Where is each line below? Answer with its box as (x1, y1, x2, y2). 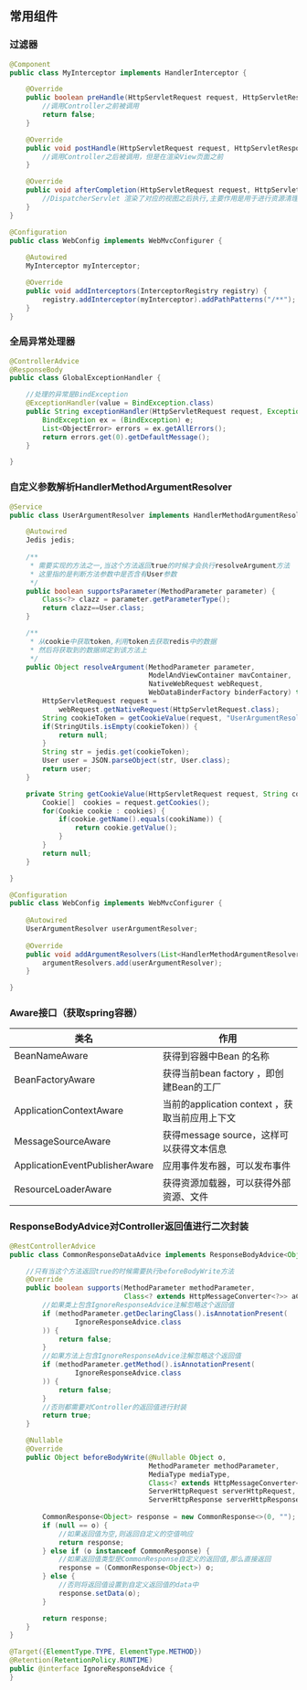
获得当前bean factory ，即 (163, 1067, 276, 1080)
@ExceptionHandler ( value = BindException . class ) (26, 398, 215, 408)
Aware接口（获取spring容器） (9, 1007, 143, 1019)
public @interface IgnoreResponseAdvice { (9, 1664, 174, 1674)
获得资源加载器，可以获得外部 (163, 1177, 291, 1189)
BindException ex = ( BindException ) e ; (42, 415, 195, 425)
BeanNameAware (14, 1050, 89, 1062)
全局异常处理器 (9, 335, 76, 348)
